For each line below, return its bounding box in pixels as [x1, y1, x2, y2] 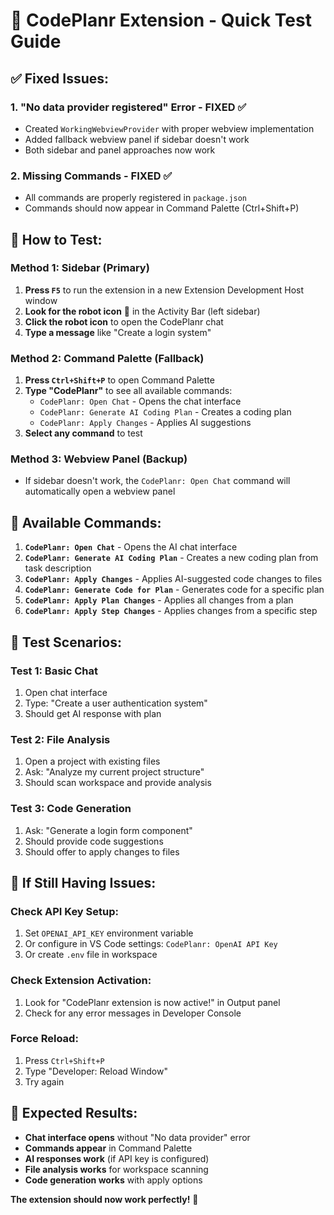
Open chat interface [24, 686, 108, 698]
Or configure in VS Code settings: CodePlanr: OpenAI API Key [24, 938, 278, 950]
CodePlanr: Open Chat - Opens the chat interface [39, 395, 242, 408]
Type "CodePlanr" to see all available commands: [24, 385, 233, 397]
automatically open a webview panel [24, 485, 176, 498]
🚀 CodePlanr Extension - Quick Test [10, 9, 312, 32]
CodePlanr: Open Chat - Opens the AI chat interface [24, 541, 238, 553]
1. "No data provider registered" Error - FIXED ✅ [10, 100, 247, 114]
